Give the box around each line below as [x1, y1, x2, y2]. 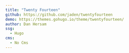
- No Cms [10, 40, 29, 45]
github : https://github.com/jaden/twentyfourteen [5, 12, 113, 17]
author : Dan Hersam [5, 21, 47, 27]
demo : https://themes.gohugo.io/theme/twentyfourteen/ [5, 17, 124, 22]
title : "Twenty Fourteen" [5, 7, 60, 13]
